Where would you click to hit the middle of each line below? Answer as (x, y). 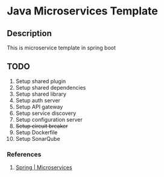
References (24, 154)
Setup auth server (38, 100)
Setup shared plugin (41, 81)
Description (29, 33)
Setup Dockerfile (36, 132)
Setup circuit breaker (42, 126)
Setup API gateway (39, 107)
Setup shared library (41, 94)
